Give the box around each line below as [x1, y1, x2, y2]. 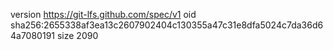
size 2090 [56, 30, 99, 41]
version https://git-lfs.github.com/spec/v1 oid [10, 9, 197, 20]
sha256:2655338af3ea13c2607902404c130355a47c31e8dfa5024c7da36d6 [10, 19, 324, 31]
